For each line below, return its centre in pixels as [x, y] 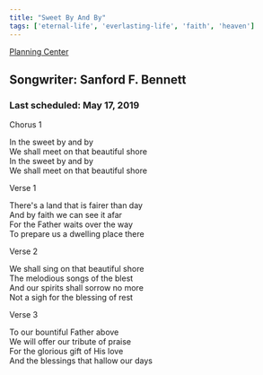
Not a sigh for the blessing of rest [71, 298]
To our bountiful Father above [64, 332]
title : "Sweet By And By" [57, 17]
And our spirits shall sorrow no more [76, 288]
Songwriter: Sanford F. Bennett [98, 79]
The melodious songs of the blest [71, 278]
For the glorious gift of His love [66, 352]
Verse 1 [23, 188]
